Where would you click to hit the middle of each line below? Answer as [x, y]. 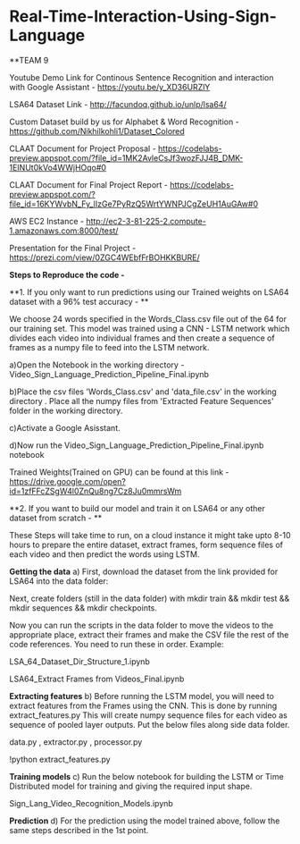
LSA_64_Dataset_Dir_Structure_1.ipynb [79, 661]
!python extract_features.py [60, 759]
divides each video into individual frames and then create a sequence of [142, 338]
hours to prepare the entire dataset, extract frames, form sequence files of [146, 544]
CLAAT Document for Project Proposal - [83, 148]
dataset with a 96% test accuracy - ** [79, 301]
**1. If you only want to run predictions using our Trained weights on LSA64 [149, 291]
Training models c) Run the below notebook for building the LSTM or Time [146, 776]
